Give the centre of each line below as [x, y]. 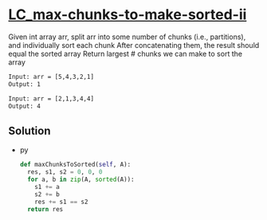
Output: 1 [25, 84]
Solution [29, 130]
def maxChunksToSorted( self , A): [75, 165]
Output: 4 [25, 106]
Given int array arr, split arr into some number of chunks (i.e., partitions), [127, 37]
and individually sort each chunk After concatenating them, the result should [134, 45]
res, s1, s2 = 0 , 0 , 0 [65, 172]
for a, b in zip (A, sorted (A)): [81, 179]
